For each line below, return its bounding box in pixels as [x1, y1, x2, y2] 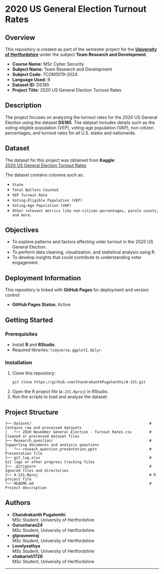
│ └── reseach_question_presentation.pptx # [5, 447, 152, 451]
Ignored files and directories [5, 468, 69, 473]
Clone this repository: [12, 370, 56, 376]
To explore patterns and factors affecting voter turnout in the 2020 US [12, 239, 154, 245]
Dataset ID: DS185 [12, 82, 50, 88]
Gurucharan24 [12, 522, 43, 528]
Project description [5, 485, 47, 490]
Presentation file [5, 451, 42, 456]
